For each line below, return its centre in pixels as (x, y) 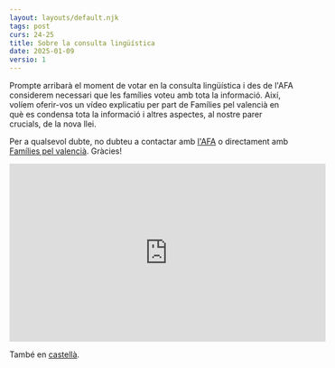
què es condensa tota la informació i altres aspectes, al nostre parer (136, 114)
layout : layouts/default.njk (64, 18)
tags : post (30, 26)
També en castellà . (44, 354)
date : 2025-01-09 (42, 52)
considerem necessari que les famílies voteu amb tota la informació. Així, (145, 95)
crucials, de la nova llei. (53, 124)
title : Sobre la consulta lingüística (82, 43)
